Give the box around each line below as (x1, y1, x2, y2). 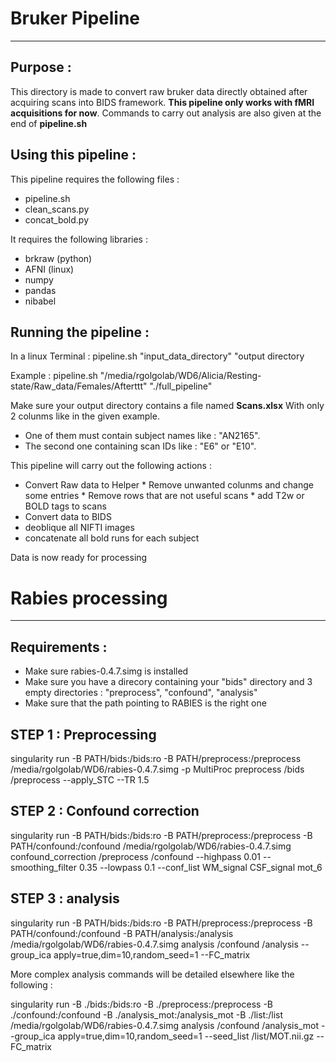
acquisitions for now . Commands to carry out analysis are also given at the (10, 107, 322, 119)
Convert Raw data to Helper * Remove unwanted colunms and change (24, 479, 314, 491)
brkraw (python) (24, 252, 93, 264)
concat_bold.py (24, 213, 90, 226)
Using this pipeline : (10, 147, 137, 164)
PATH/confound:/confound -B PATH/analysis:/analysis (10, 927, 234, 939)
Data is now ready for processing (10, 552, 148, 564)
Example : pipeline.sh (10, 370, 98, 382)
